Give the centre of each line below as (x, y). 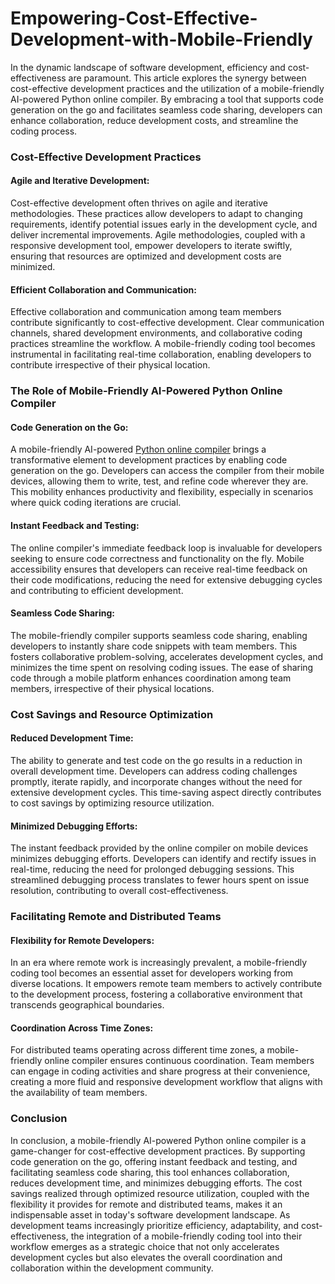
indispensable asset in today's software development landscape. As (150, 1214)
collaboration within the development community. (112, 1268)
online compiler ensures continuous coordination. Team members (179, 1061)
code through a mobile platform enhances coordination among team (151, 678)
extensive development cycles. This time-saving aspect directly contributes (166, 792)
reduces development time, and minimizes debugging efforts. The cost (156, 1183)
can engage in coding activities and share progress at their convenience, (160, 1071)
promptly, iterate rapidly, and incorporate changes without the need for (156, 781)
